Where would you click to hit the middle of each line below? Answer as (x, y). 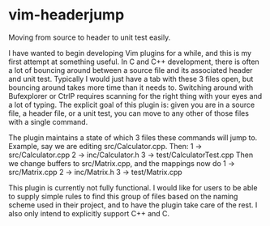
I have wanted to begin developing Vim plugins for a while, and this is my (130, 53)
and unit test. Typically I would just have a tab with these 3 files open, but (131, 79)
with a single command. (48, 122)
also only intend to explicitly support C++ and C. (89, 213)
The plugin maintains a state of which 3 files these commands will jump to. (133, 137)
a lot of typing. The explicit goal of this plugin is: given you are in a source (132, 104)
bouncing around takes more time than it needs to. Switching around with (131, 87)
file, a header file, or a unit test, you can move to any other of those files (129, 113)
